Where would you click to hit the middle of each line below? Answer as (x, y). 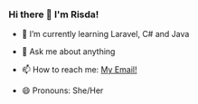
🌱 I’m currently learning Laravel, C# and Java (105, 34)
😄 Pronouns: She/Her (62, 90)
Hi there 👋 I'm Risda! (54, 14)
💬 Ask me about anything (68, 52)
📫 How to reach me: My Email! (79, 70)
